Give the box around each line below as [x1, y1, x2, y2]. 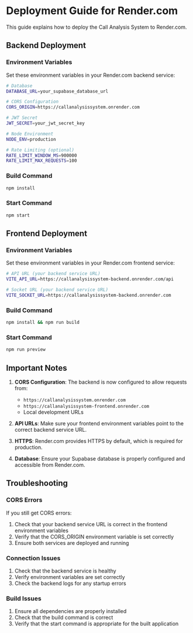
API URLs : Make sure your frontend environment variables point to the [14, 419, 184, 426]
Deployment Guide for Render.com [6, 4, 178, 18]
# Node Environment [6, 131, 54, 137]
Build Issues [6, 594, 42, 602]
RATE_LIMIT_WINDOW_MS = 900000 [6, 153, 77, 158]
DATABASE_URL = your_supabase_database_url [6, 88, 109, 94]
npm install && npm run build [6, 320, 80, 326]
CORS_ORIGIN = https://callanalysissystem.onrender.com [6, 104, 140, 110]
